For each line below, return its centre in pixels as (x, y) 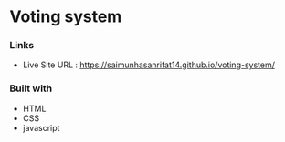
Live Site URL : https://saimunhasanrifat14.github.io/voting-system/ (149, 65)
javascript (41, 127)
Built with (31, 88)
